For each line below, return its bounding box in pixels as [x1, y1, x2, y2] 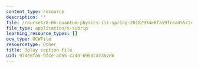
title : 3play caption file [6, 47, 72, 53]
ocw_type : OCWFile [6, 36, 51, 42]
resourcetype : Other [6, 42, 57, 48]
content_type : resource [6, 8, 65, 15]
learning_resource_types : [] [6, 31, 78, 37]
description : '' [6, 14, 46, 20]
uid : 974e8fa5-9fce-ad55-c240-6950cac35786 [6, 53, 115, 59]
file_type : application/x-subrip [6, 25, 88, 31]
